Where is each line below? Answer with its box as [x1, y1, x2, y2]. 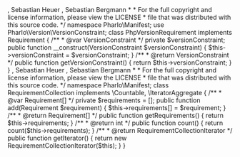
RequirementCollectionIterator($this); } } [7, 141, 126, 150]
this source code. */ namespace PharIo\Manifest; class [7, 81, 169, 90]
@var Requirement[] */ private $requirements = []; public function [7, 96, 201, 104]
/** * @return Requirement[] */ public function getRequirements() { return [7, 112, 224, 119]
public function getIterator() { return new [7, 134, 127, 142]
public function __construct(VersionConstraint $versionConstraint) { [7, 43, 207, 51]
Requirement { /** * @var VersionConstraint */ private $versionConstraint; [7, 36, 226, 44]
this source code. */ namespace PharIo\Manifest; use [7, 21, 164, 29]
